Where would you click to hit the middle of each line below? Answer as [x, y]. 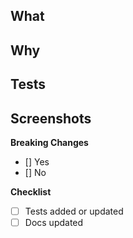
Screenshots [51, 118]
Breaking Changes [49, 142]
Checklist [31, 191]
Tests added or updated [74, 211]
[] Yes [37, 161]
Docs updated [54, 223]
